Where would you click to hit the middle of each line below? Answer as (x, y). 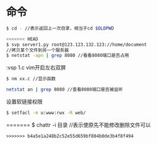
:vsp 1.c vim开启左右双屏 (36, 68)
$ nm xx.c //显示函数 (31, 79)
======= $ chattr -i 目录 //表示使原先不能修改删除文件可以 (78, 124)
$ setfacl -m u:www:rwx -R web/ (46, 113)
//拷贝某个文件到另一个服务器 (38, 50)
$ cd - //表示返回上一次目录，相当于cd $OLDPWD (60, 28)
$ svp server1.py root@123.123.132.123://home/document (76, 44)
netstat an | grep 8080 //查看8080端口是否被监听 (65, 89)
